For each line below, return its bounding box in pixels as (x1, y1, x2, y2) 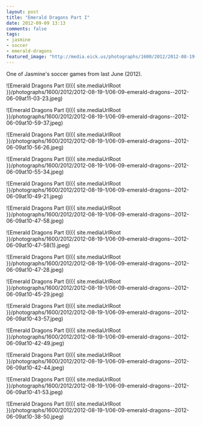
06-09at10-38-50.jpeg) (6, 413, 64, 420)
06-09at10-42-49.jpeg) (6, 339, 65, 346)
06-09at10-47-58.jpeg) (6, 217, 64, 224)
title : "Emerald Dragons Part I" (6, 14, 90, 20)
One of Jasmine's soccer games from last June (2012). (6, 70, 142, 77)
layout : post (6, 8, 39, 15)
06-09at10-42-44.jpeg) (6, 364, 65, 371)
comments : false (6, 25, 47, 32)
